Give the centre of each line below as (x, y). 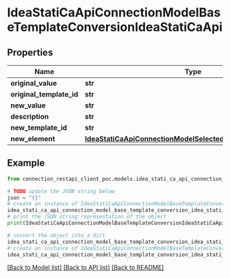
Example (26, 163)
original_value (34, 83)
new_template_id (39, 128)
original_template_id (44, 94)
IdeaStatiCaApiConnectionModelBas (114, 13)
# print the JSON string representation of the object (87, 217)
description (30, 116)
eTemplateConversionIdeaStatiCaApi (115, 27)
